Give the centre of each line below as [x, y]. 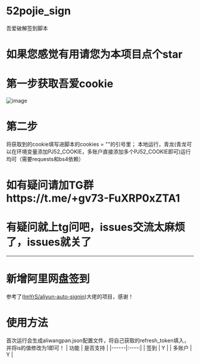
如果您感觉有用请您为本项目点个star [94, 54]
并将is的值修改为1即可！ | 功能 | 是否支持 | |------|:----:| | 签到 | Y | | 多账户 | [99, 348]
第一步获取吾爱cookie [60, 84]
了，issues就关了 [49, 242]
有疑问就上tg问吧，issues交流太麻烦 [96, 227]
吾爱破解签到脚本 [27, 28]
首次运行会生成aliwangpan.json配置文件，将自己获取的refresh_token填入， [98, 341]
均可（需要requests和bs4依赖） [45, 159]
